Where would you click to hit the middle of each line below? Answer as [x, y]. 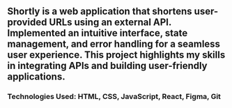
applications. [36, 77]
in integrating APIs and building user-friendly [107, 66]
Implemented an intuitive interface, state [98, 33]
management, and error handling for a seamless [114, 44]
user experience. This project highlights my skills [116, 55]
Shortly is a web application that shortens [100, 11]
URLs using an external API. [110, 23]
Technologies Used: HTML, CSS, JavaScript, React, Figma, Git [114, 97]
